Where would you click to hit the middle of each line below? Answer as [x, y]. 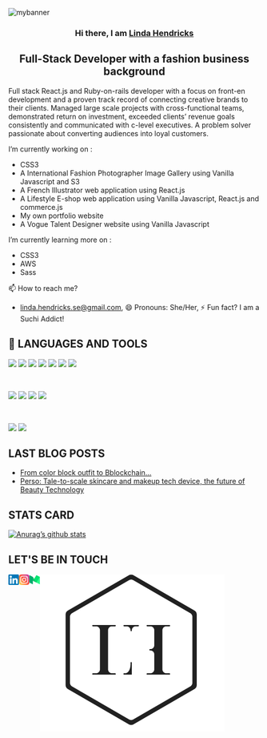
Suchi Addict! [42, 319]
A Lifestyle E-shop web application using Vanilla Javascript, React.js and [139, 198]
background [134, 72]
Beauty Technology [52, 490]
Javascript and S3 [50, 181]
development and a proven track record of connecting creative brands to [128, 99]
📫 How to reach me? [43, 288]
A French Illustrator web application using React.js [102, 190]
